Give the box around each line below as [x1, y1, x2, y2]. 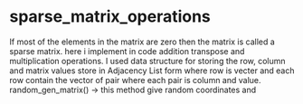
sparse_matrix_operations [9, 6, 211, 27]
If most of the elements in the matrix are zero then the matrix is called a [9, 36, 276, 47]
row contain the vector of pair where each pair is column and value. [9, 74, 261, 85]
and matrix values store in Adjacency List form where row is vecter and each [9, 65, 295, 76]
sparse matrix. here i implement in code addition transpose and [9, 45, 245, 56]
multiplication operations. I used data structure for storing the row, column [9, 55, 287, 66]
